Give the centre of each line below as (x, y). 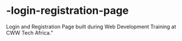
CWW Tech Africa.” (30, 32)
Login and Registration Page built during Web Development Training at (91, 27)
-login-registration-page (68, 11)
